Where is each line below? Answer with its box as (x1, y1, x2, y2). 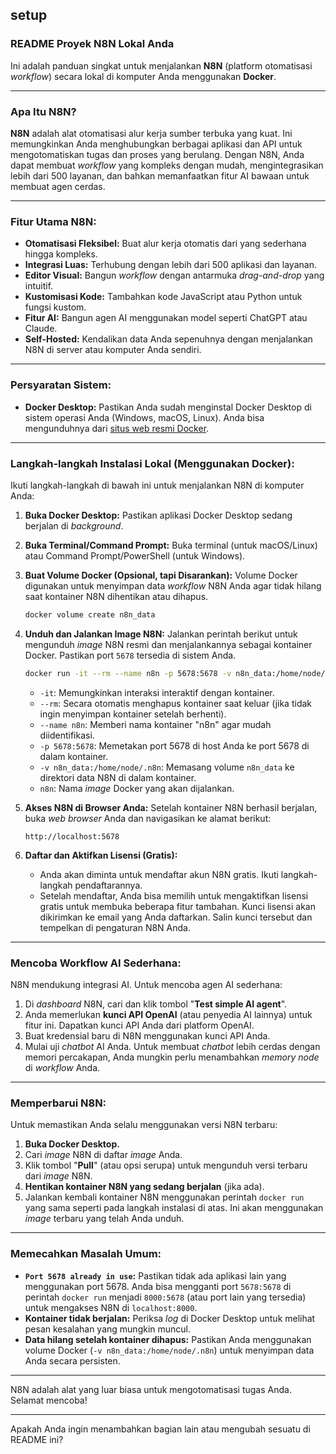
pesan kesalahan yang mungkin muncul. (24, 1323, 192, 1335)
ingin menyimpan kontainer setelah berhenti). (39, 708, 227, 720)
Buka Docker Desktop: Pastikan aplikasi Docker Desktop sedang (24, 509, 293, 521)
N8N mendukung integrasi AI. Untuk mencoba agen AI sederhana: (10, 978, 283, 990)
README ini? (10, 1433, 64, 1445)
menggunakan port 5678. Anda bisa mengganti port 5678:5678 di (24, 1280, 292, 1292)
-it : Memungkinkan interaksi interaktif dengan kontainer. (39, 686, 275, 698)
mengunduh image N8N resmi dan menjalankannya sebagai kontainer (24, 638, 313, 650)
